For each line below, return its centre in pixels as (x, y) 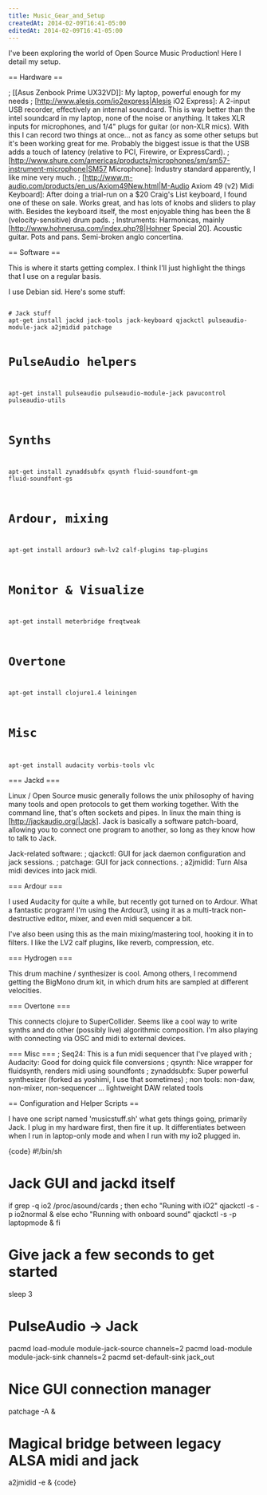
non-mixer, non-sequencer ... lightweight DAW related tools (106, 1087)
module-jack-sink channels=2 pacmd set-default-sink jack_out (112, 1357)
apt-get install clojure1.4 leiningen (73, 693)
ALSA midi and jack (74, 1460)
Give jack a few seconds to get (112, 1254)
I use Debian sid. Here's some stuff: (67, 292)
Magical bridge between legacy (115, 1443)
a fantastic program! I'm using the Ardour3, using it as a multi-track (118, 910)
